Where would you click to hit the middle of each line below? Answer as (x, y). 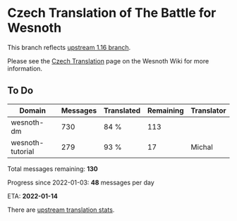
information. (25, 68)
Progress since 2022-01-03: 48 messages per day (81, 182)
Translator (208, 110)
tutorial (23, 151)
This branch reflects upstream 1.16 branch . (69, 47)
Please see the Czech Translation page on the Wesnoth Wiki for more (108, 61)
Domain (32, 110)
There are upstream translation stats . (61, 210)
